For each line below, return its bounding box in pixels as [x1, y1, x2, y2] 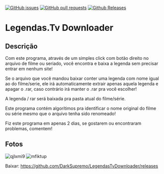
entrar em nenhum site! [5, 66, 53, 72]
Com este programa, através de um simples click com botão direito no [5, 55, 149, 61]
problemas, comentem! [5, 126, 53, 132]
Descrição [5, 42, 38, 50]
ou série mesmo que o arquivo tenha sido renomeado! [5, 111, 116, 117]
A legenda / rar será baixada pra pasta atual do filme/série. [5, 96, 126, 102]
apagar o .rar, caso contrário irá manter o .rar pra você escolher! [5, 86, 137, 92]
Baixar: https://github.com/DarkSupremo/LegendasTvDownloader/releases [5, 163, 159, 169]
